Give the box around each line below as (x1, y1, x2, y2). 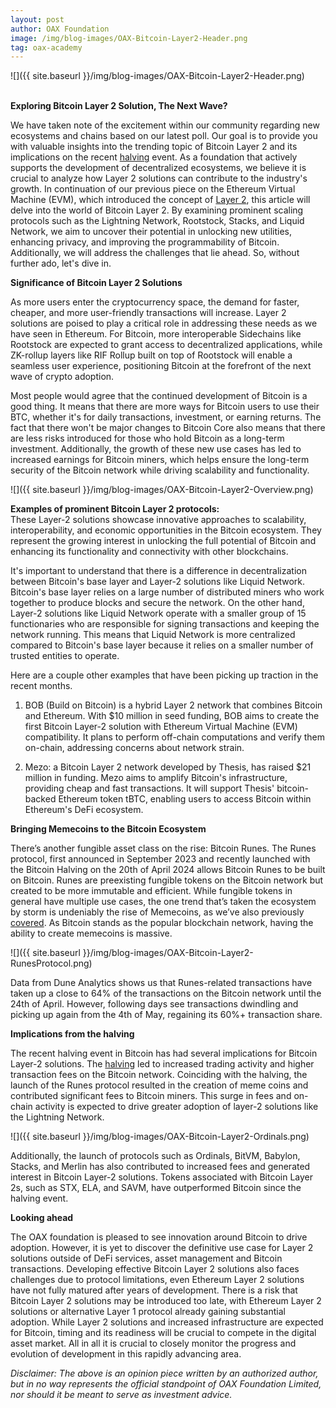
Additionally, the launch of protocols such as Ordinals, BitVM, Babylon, (10, 1150, 301, 1162)
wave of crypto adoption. (10, 371, 115, 383)
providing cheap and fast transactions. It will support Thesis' (24, 782, 275, 795)
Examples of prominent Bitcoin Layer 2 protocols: (10, 503, 220, 515)
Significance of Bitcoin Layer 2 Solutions (10, 277, 183, 289)
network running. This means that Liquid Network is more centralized (10, 629, 296, 641)
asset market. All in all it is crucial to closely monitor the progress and (10, 1337, 297, 1350)
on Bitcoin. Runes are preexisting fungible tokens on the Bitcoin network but (10, 874, 324, 886)
